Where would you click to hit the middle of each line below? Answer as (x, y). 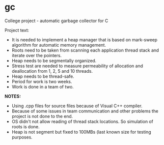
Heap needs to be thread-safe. (43, 76)
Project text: (17, 30)
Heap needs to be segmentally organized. (54, 60)
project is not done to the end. (42, 116)
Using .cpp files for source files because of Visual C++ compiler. (77, 106)
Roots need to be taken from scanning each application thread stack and (85, 50)
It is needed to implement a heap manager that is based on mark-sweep (84, 40)
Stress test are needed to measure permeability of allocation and (77, 66)
